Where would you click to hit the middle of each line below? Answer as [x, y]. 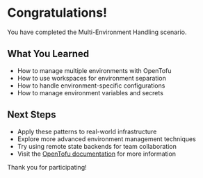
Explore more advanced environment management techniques [106, 139]
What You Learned [48, 54]
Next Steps [32, 115]
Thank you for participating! [47, 167]
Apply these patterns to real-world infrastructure [87, 131]
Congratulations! [57, 13]
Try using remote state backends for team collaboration [97, 146]
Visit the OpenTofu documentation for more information [96, 154]
